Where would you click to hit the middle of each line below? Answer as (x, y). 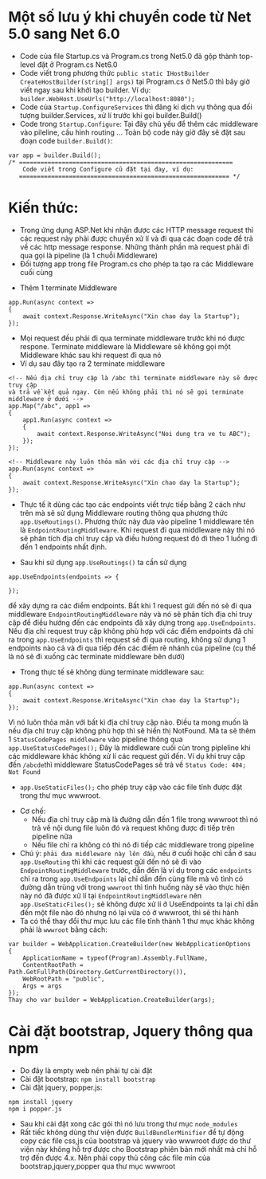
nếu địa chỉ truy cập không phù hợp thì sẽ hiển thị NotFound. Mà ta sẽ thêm (132, 730)
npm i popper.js (35, 1109)
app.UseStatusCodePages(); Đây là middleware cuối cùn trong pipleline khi (129, 747)
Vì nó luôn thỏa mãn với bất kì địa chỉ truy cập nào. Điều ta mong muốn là (128, 722)
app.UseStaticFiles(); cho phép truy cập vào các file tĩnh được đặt (131, 787)
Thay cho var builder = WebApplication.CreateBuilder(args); (112, 1000)
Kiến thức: (43, 208)
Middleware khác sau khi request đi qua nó (90, 355)
